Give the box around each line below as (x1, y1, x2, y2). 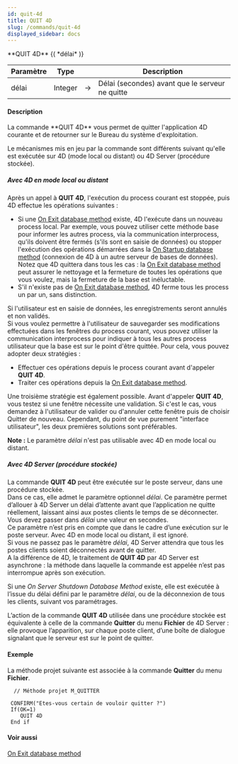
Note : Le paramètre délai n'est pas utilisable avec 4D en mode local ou (7, 436, 216, 445)
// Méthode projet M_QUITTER (13, 687, 100, 694)
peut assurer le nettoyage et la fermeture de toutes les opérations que (17, 268, 222, 276)
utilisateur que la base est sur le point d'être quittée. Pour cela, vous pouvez (7, 342, 229, 350)
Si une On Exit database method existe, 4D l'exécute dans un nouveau (17, 215, 223, 224)
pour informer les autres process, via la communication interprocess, (17, 230, 220, 239)
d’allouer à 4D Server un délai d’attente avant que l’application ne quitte (7, 500, 216, 509)
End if (10, 719, 30, 726)
